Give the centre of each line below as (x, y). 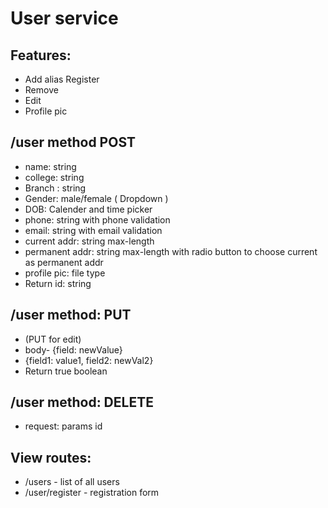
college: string (54, 177)
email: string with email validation (93, 230)
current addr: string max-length (89, 241)
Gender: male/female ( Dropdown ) (96, 198)
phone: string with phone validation (97, 219)
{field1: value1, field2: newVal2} (89, 360)
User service (64, 18)
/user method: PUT (71, 315)
